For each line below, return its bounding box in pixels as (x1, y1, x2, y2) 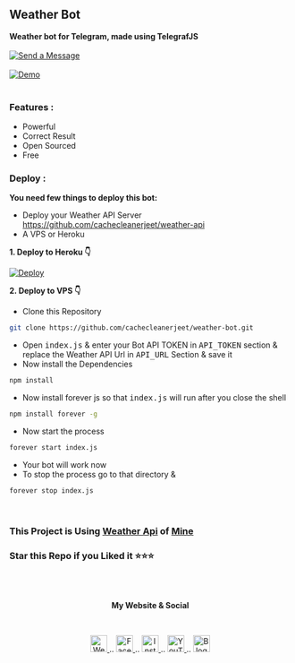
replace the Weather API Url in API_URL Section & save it (21, 349, 232, 360)
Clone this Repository (21, 306, 102, 317)
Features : (9, 100, 55, 113)
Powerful (21, 121, 56, 133)
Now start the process (21, 426, 105, 437)
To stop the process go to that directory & (21, 469, 176, 479)
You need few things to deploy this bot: (9, 193, 158, 203)
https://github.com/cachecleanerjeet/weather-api (21, 220, 206, 230)
